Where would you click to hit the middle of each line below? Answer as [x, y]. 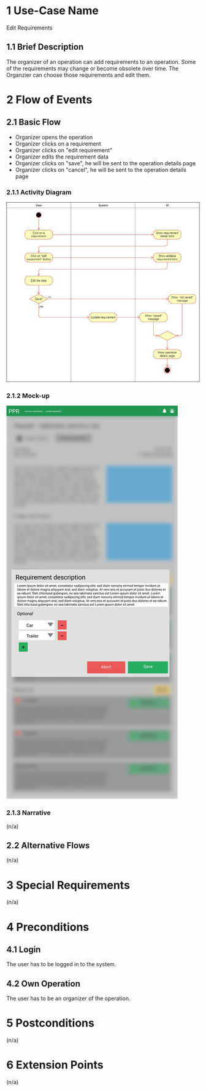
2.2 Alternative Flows [48, 846]
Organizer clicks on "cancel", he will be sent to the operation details [101, 170]
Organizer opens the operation [54, 137]
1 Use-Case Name [53, 11]
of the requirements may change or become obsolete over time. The [93, 68]
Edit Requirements [29, 28]
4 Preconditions [48, 927]
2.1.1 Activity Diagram [39, 192]
